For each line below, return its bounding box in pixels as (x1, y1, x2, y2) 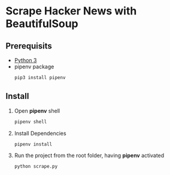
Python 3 (14, 57, 37, 64)
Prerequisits (5, 41, 52, 51)
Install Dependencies (14, 129, 66, 137)
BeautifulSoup (5, 17, 78, 31)
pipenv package (14, 63, 54, 70)
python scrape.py (14, 164, 58, 170)
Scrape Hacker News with (5, 4, 137, 18)
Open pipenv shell (14, 107, 60, 114)
